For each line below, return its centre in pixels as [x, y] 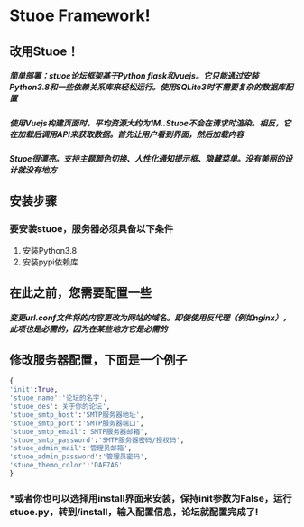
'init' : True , [34, 390]
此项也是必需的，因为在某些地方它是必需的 [88, 328]
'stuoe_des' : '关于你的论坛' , [60, 407]
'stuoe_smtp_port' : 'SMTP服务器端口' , [77, 423]
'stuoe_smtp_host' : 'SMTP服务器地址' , [77, 415]
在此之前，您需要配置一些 [80, 293]
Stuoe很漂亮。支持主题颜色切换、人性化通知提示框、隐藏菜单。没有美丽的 [147, 158]
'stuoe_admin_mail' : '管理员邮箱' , [71, 448]
